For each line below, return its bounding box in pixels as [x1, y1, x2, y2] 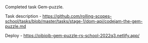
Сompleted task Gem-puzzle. [5, 4, 64, 10]
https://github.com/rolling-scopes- [42, 13, 112, 19]
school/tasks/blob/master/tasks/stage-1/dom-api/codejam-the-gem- [5, 19, 143, 24]
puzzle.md [5, 23, 26, 29]
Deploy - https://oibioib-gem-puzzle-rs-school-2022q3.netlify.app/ [5, 33, 140, 38]
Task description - [5, 13, 42, 19]
